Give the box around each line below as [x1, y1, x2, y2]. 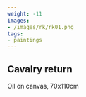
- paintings [7, 37, 42, 44]
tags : [7, 30, 23, 38]
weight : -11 [7, 10, 42, 18]
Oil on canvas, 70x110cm [7, 81, 79, 90]
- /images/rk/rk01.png [7, 23, 74, 30]
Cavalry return [7, 63, 73, 75]
